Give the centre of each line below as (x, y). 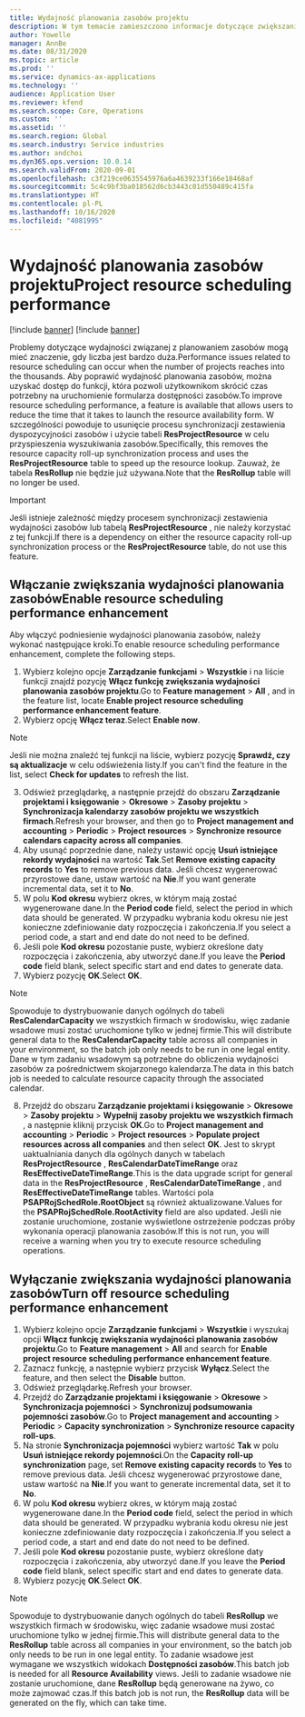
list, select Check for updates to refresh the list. (99, 774)
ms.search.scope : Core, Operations (77, 111)
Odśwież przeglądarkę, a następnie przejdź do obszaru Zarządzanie (151, 793)
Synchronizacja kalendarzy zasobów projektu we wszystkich (141, 812)
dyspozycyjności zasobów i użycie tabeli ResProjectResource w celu (139, 434)
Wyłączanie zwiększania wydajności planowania (151, 1279)
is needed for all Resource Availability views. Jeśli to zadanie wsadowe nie (151, 1674)
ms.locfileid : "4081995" (56, 220)
